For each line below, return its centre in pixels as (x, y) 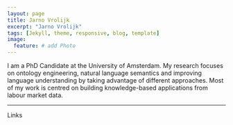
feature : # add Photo (45, 46)
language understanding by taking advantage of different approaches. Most (115, 80)
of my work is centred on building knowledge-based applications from (107, 88)
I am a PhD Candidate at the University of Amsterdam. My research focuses (115, 66)
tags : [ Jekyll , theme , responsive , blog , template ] (83, 33)
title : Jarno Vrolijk (38, 20)
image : (17, 40)
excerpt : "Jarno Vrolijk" (44, 26)
